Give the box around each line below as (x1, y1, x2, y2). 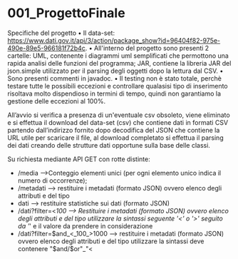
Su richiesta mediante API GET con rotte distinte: (7, 155, 151, 163)
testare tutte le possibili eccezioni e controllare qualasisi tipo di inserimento (7, 81, 228, 90)
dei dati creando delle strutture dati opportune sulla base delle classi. (7, 141, 210, 149)
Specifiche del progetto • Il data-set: (7, 29, 115, 37)
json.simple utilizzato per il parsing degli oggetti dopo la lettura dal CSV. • (7, 66, 224, 75)
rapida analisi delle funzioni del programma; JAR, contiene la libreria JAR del (7, 59, 232, 67)
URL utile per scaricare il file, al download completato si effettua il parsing (7, 133, 224, 142)
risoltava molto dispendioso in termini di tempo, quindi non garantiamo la (7, 89, 222, 98)
